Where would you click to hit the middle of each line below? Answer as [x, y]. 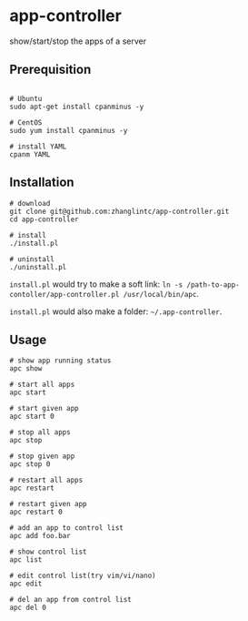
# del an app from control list [70, 600]
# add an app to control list [67, 528]
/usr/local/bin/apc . [161, 293]
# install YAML [38, 147]
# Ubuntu [26, 98]
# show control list [49, 552]
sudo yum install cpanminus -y [69, 130]
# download [30, 203]
